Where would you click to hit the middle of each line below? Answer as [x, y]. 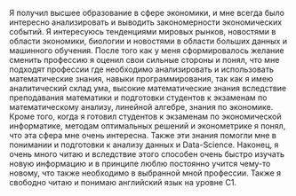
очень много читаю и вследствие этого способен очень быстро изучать [147, 154]
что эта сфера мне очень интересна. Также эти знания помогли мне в [143, 135]
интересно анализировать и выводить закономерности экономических [146, 22]
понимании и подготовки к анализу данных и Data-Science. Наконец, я [144, 145]
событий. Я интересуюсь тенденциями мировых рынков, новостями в [143, 31]
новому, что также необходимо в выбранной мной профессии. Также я [145, 173]
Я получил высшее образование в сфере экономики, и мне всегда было [147, 13]
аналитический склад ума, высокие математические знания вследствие [148, 88]
